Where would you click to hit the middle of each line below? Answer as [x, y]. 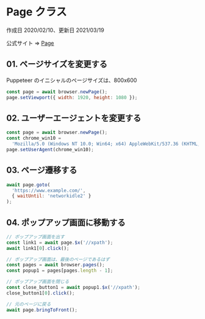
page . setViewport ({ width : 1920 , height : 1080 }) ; [72, 97]
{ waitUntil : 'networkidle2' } [52, 196]
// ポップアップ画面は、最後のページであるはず [58, 259]
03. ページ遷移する [42, 171]
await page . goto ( [28, 185]
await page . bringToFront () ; [42, 310]
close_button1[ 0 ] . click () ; [41, 293]
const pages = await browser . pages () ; [56, 265]
